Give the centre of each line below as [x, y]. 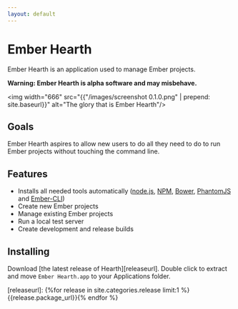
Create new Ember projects [58, 206]
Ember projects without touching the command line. [84, 151]
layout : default [31, 14]
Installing [29, 252]
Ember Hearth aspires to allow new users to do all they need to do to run [114, 144]
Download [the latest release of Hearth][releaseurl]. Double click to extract [117, 269]
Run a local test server [51, 221]
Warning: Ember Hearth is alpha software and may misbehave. [102, 83]
